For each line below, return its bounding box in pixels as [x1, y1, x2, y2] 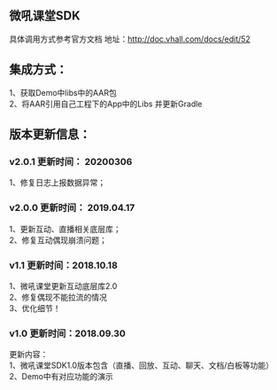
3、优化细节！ [9, 302, 61, 313]
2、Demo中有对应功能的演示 [9, 371, 113, 382]
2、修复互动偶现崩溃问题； [9, 234, 108, 246]
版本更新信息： [9, 127, 91, 142]
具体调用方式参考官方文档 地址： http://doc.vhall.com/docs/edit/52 [9, 34, 250, 44]
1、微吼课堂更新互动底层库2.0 [9, 280, 118, 291]
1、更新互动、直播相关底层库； [9, 223, 121, 234]
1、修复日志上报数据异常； [9, 177, 106, 188]
